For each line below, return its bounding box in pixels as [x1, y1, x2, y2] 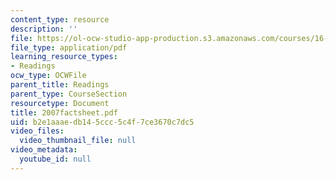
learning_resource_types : [10, 52, 118, 62]
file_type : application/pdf [10, 42, 128, 53]
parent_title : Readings [10, 80, 110, 90]
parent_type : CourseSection [10, 89, 128, 99]
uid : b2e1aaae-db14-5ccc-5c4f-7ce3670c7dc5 [10, 117, 195, 127]
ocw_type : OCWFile [10, 71, 87, 81]
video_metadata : [10, 145, 78, 155]
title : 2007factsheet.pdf [10, 107, 118, 118]
